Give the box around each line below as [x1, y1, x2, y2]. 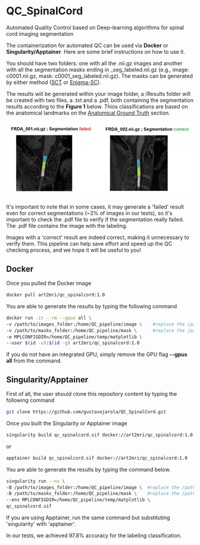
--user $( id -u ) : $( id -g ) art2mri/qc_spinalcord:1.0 [6, 340, 140, 346]
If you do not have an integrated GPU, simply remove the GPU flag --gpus [6, 351, 187, 358]
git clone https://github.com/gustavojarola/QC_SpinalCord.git [6, 409, 167, 415]
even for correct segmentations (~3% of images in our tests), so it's [6, 210, 173, 217]
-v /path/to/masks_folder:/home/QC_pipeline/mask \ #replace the [6, 327, 185, 333]
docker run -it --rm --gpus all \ [6, 315, 92, 321]
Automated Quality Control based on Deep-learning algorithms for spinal [6, 24, 185, 31]
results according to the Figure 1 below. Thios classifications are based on [6, 103, 188, 110]
